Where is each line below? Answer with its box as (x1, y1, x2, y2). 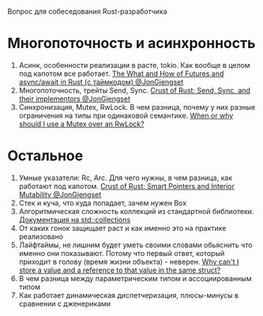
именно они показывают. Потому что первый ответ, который (18, 248, 225, 258)
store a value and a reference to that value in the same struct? (18, 265, 221, 275)
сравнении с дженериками (18, 299, 111, 308)
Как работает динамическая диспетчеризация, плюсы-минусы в (18, 290, 239, 299)
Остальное (7, 147, 84, 165)
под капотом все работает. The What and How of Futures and (18, 69, 224, 78)
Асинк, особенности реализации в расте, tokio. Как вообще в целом (18, 60, 250, 70)
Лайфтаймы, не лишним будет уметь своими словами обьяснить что (18, 240, 253, 250)
